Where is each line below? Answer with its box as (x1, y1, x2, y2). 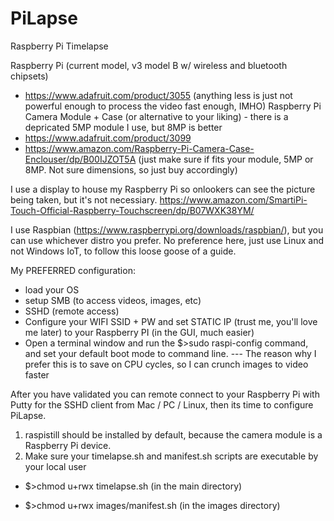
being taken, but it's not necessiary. (10, 193, 158, 206)
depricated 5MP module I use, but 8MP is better (24, 121, 223, 133)
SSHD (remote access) (24, 305, 120, 317)
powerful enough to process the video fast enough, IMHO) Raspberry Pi (24, 100, 322, 112)
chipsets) (10, 70, 49, 82)
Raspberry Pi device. (24, 439, 112, 451)
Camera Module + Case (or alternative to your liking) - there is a (24, 110, 289, 122)
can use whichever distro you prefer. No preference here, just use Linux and (10, 234, 325, 246)
